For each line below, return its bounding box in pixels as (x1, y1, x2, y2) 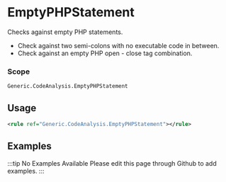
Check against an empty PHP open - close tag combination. (17, 49, 193, 57)
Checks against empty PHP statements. (7, 28, 123, 36)
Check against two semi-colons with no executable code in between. (17, 41, 220, 50)
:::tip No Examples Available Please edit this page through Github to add (7, 159, 217, 167)
